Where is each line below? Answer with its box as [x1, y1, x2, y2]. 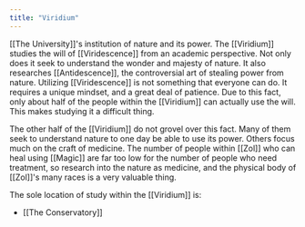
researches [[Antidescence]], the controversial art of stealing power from [9, 67, 284, 78]
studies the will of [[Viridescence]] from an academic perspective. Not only [9, 47, 291, 59]
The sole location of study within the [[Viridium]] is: [9, 189, 202, 200]
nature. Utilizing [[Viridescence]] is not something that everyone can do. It [9, 76, 288, 87]
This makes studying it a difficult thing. [9, 105, 155, 116]
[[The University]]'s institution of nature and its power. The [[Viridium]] [9, 38, 275, 49]
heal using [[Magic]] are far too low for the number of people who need [9, 152, 278, 163]
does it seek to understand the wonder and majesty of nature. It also [9, 57, 267, 68]
